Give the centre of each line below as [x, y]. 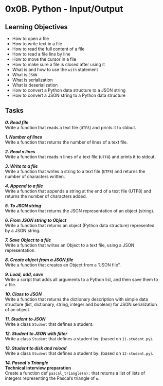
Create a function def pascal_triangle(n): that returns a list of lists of [75, 373]
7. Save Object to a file [28, 240]
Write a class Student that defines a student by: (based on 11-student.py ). [79, 338]
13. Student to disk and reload [36, 348]
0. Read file [17, 122]
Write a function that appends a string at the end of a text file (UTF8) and [78, 191]
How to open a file [30, 38]
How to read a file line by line [41, 54]
